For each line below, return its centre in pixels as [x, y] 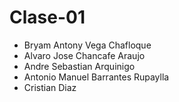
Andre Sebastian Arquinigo [79, 66]
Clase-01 [47, 17]
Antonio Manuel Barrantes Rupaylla [96, 77]
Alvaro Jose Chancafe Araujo [84, 55]
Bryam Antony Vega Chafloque [87, 45]
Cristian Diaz [50, 87]
